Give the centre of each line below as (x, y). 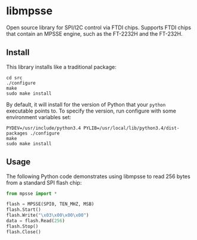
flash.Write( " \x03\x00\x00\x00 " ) (48, 216)
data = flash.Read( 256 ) (36, 221)
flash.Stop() (22, 226)
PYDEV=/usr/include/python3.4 (44, 128)
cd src (14, 78)
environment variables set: (39, 117)
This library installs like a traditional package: (61, 67)
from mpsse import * (32, 194)
